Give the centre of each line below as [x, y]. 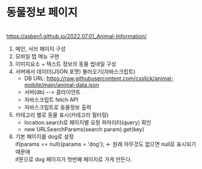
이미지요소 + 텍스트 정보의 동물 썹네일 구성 [66, 64]
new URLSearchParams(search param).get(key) [84, 129]
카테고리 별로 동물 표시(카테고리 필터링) [62, 115]
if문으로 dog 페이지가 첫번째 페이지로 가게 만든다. [74, 159]
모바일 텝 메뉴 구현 [37, 56]
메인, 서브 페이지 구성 [40, 49]
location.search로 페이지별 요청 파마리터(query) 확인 [88, 122]
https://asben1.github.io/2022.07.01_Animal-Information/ [77, 36]
